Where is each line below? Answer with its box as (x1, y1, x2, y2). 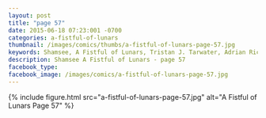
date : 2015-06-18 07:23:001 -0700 (8, 26, 123, 34)
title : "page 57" (8, 19, 66, 27)
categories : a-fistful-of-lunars (8, 33, 119, 42)
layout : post (8, 11, 51, 20)
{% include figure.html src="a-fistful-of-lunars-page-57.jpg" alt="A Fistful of (8, 92, 257, 101)
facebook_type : (8, 63, 59, 71)
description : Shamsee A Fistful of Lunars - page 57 (8, 56, 186, 64)
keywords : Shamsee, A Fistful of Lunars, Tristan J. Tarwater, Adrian (8, 48, 246, 56)
